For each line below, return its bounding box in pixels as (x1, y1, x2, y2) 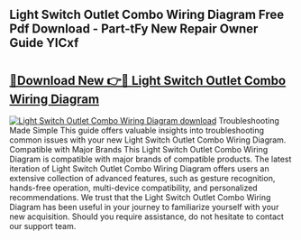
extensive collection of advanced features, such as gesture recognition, (9, 173, 276, 183)
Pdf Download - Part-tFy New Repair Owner (9, 22, 259, 37)
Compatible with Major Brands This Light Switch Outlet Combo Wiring (9, 144, 269, 154)
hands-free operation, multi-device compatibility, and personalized (9, 182, 259, 193)
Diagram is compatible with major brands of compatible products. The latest (9, 153, 292, 164)
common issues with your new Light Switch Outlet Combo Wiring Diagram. (9, 134, 287, 145)
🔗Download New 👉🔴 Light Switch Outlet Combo (9, 72, 287, 88)
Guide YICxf (9, 35, 79, 51)
